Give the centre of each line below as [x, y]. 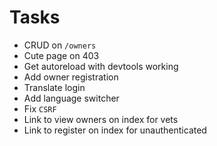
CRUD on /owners [60, 45]
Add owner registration [71, 77]
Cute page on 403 [61, 55]
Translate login [54, 87]
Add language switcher [71, 98]
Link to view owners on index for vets [101, 119]
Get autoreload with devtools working [101, 66]
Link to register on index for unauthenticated [115, 130]
